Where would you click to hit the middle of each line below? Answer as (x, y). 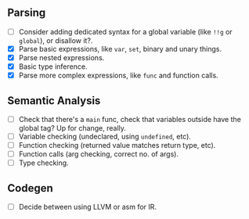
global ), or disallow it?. (56, 40)
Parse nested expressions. (61, 57)
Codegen (31, 188)
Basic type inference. (53, 66)
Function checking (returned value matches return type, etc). (117, 145)
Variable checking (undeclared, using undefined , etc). (105, 136)
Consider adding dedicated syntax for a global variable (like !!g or (125, 31)
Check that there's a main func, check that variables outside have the (130, 119)
